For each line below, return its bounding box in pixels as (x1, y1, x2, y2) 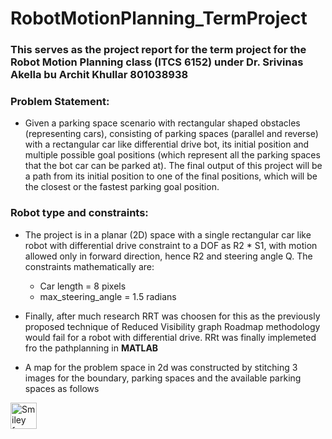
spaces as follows (24, 382, 100, 394)
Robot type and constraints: (10, 206, 149, 220)
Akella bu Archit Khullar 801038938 (10, 68, 189, 82)
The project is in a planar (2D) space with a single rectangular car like (24, 228, 312, 241)
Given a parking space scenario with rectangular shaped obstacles (24, 117, 301, 129)
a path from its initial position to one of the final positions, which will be (24, 170, 318, 182)
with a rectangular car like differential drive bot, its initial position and (24, 138, 310, 151)
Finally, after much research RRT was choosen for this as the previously (24, 310, 321, 322)
